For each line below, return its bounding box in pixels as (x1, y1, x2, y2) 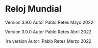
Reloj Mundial (5, 3, 62, 15)
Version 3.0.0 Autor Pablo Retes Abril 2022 (5, 29, 92, 34)
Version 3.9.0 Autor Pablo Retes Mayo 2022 (5, 19, 94, 25)
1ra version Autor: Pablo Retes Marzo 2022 (5, 38, 92, 44)
